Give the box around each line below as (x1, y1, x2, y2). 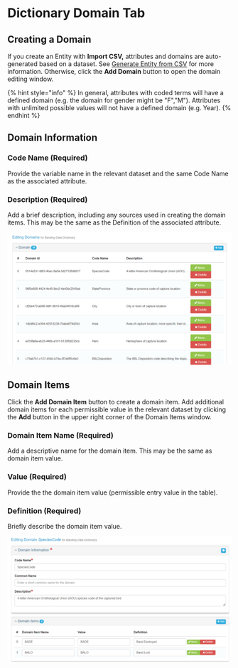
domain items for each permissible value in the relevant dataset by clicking (7, 405, 226, 414)
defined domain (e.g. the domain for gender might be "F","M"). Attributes (7, 96, 221, 104)
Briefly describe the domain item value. (7, 522, 122, 530)
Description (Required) (7, 194, 88, 204)
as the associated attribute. (7, 176, 87, 185)
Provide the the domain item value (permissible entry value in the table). (7, 488, 218, 497)
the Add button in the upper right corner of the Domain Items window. (7, 413, 212, 421)
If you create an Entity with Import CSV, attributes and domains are (7, 52, 205, 60)
